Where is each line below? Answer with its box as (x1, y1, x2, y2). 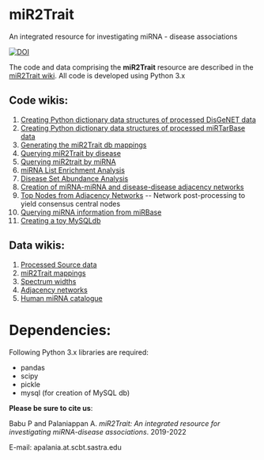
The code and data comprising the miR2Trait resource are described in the (9, 62, 254, 72)
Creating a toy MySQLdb (20, 215, 101, 225)
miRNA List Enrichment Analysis (20, 165, 126, 175)
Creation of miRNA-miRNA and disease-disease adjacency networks (20, 182, 244, 192)
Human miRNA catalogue (20, 293, 103, 302)
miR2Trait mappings (20, 268, 86, 278)
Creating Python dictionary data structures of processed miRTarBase (20, 123, 246, 132)
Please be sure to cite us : (9, 403, 93, 412)
